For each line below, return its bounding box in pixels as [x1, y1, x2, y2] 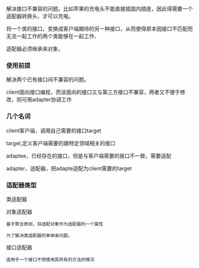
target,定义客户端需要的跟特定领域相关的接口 [6, 139, 115, 146]
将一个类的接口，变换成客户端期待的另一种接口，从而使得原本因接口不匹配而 [6, 25, 193, 32]
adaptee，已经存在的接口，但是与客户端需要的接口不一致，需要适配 [6, 152, 172, 159]
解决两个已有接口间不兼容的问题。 [6, 76, 89, 83]
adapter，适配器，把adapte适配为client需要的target [6, 165, 132, 172]
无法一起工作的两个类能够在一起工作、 [6, 33, 99, 40]
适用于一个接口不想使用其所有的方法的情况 [6, 257, 95, 263]
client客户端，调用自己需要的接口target [6, 127, 102, 134]
